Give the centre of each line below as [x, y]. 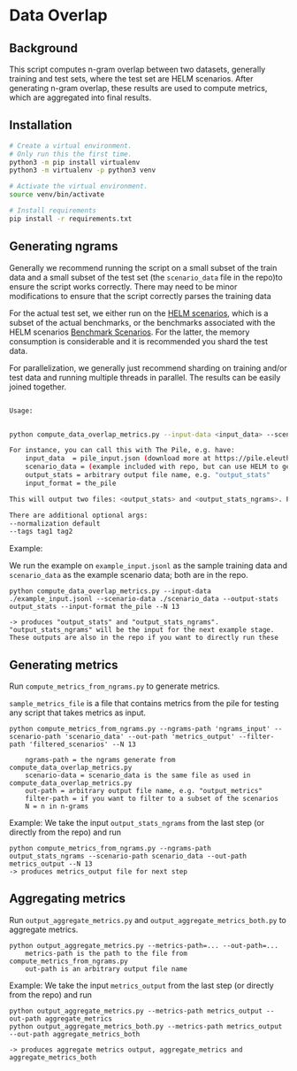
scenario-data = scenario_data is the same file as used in [138, 775]
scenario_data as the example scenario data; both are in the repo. [129, 575]
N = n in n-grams [57, 806]
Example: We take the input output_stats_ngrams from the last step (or [137, 823]
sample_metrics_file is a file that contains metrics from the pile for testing [144, 704]
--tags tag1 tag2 [41, 532]
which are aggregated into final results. [80, 97]
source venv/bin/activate [57, 195]
